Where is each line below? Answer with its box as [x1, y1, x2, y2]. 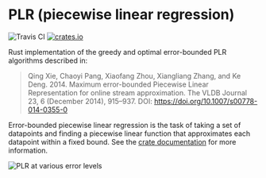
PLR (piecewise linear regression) [8, 6, 235, 24]
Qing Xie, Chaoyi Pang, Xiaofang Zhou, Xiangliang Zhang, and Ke [27, 71, 241, 80]
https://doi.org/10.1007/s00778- [153, 96, 258, 106]
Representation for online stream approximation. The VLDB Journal [27, 87, 248, 97]
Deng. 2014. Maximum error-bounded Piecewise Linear [27, 79, 209, 89]
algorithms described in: [8, 56, 88, 65]
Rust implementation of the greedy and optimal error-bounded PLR [8, 47, 227, 56]
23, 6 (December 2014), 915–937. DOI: [27, 96, 152, 106]
